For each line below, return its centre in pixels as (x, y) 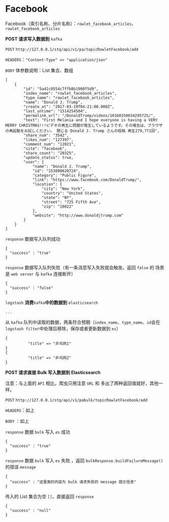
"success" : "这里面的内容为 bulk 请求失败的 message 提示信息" (73, 482)
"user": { (34, 162)
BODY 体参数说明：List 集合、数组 (39, 70)
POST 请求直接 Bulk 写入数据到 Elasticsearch (53, 372)
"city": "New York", (63, 189)
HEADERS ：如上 (20, 410)
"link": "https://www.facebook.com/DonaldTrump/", (87, 180)
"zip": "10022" (57, 207)
